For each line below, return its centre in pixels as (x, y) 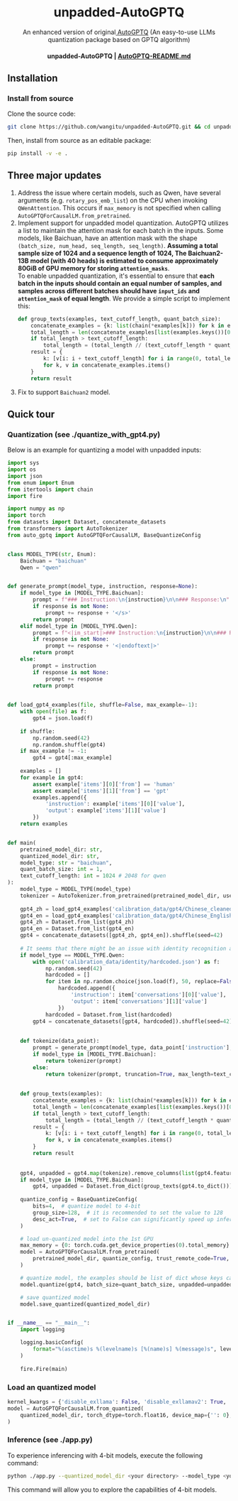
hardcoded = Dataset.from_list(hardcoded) (109, 1014)
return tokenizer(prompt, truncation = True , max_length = (129, 1074)
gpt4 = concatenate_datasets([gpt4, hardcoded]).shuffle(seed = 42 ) (133, 1021)
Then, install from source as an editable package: (79, 141)
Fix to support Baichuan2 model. (64, 392)
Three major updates (55, 176)
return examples (44, 824)
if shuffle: (38, 731)
